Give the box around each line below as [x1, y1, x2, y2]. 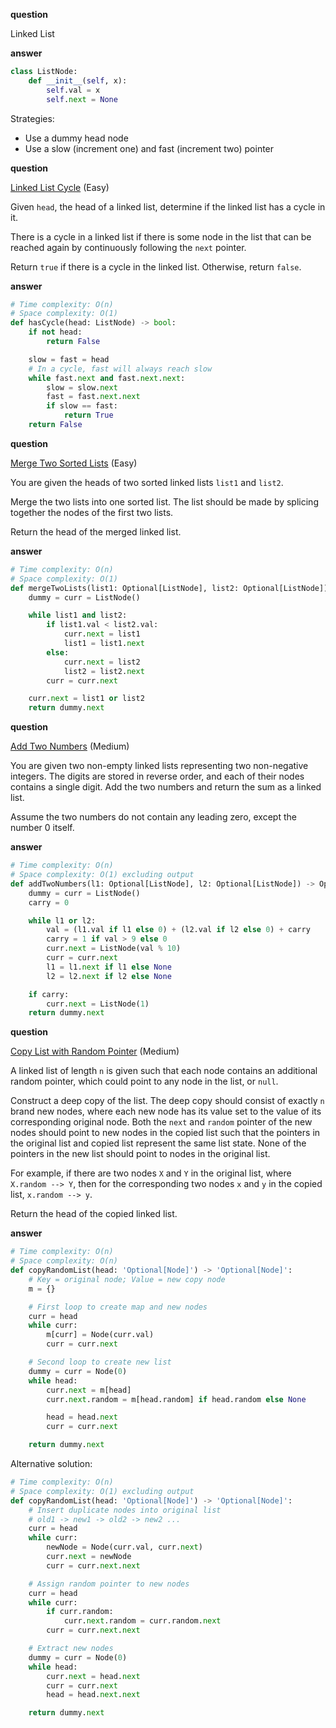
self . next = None [46, 94, 118, 104]
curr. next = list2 [63, 657, 141, 667]
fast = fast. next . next [46, 392, 141, 402]
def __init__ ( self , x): [28, 75, 128, 86]
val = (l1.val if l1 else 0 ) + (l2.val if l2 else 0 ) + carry [46, 925, 311, 935]
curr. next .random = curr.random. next [63, 1616, 222, 1626]
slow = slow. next [46, 382, 118, 393]
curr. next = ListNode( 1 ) [46, 999, 150, 1009]
